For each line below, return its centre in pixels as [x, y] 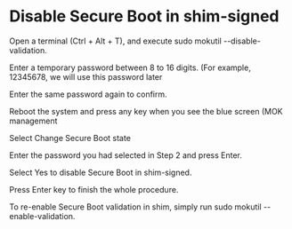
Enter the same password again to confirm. [88, 94]
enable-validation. [42, 216]
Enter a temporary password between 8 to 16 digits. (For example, [130, 67]
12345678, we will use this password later [86, 76]
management [33, 121]
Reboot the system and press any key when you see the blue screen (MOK [146, 111]
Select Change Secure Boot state [70, 138]
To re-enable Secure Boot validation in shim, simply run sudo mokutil [135, 207]
